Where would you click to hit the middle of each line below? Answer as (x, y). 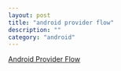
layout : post (29, 15)
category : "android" (42, 37)
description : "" (35, 30)
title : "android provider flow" (61, 23)
